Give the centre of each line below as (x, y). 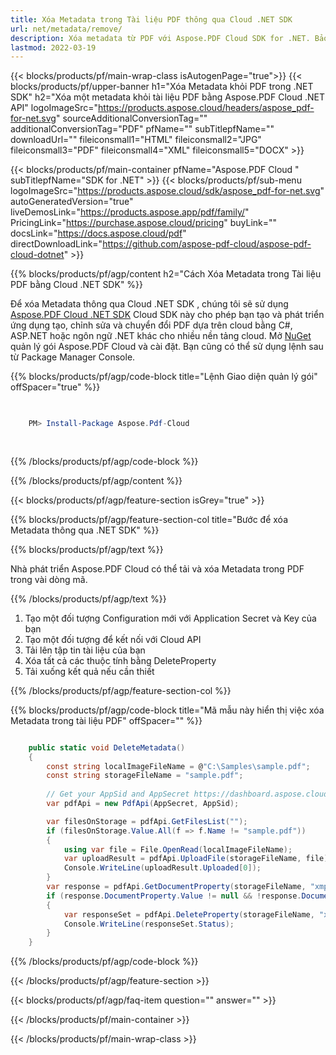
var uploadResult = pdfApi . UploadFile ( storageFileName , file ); (198, 859)
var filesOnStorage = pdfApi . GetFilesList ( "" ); (147, 821)
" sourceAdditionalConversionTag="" (131, 118)
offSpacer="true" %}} (55, 387)
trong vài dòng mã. (49, 579)
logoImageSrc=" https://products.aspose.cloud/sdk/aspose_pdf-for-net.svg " (167, 191)
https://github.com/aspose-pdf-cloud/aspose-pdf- (207, 244)
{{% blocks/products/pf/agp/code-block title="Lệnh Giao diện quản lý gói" (164, 377)
